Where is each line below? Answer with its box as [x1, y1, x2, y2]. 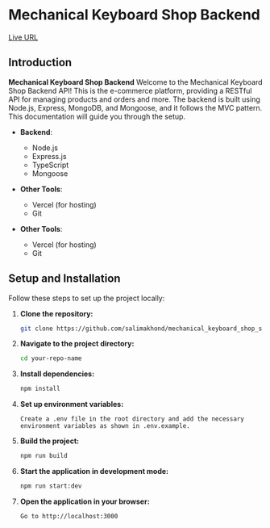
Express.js [31, 151, 67, 161]
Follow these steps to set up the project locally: [8, 293, 165, 303]
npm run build [19, 452, 68, 460]
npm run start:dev [19, 482, 82, 490]
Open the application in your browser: [19, 497, 151, 506]
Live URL [8, 32, 39, 42]
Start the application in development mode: [19, 467, 169, 476]
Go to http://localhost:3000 [19, 512, 118, 520]
